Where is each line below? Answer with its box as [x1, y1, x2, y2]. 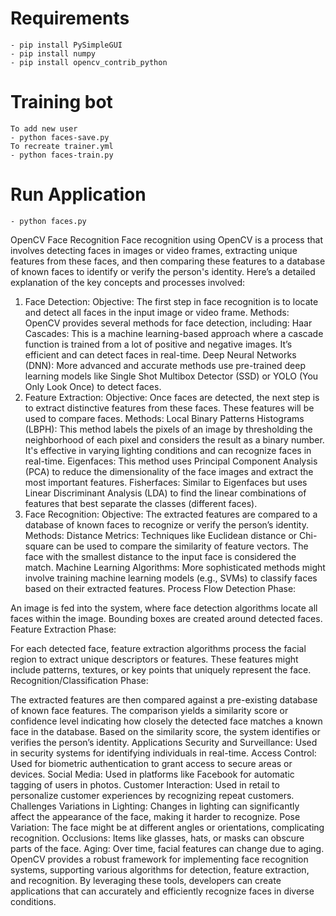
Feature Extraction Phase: [10, 623, 117, 635]
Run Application [10, 183, 147, 206]
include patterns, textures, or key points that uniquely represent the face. [10, 663, 312, 676]
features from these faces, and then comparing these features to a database [10, 255, 326, 267]
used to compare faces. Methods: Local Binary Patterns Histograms [24, 412, 305, 424]
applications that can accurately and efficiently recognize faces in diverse [10, 885, 315, 897]
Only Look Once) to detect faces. [24, 380, 162, 392]
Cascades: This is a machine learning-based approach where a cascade [24, 327, 324, 339]
